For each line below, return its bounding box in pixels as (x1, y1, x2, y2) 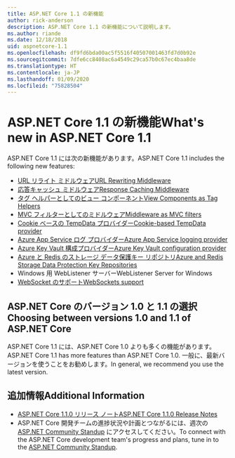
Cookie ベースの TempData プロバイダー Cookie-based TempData (17, 219, 206, 228)
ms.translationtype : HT (7, 63, 77, 70)
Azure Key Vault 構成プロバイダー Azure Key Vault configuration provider (17, 244, 227, 253)
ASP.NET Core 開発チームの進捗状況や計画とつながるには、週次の (17, 419, 208, 427)
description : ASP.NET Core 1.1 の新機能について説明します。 (7, 23, 174, 30)
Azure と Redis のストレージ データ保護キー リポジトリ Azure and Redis (17, 253, 224, 261)
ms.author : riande (7, 30, 61, 37)
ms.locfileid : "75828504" (7, 82, 83, 89)
